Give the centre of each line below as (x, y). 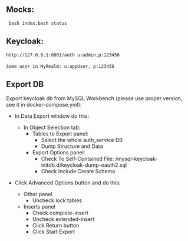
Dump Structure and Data (72, 146)
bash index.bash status (38, 23)
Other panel (38, 194)
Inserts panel (39, 207)
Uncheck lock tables (57, 200)
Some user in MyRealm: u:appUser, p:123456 (60, 66)
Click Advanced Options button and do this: (67, 183)
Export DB (25, 85)
